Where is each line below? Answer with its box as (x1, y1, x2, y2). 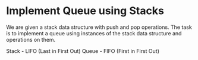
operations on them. (6, 36, 56, 43)
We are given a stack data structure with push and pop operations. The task (6, 24, 192, 31)
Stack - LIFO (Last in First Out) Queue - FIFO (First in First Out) (6, 47, 159, 54)
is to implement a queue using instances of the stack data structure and (6, 29, 182, 36)
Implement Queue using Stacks (6, 4, 165, 18)
